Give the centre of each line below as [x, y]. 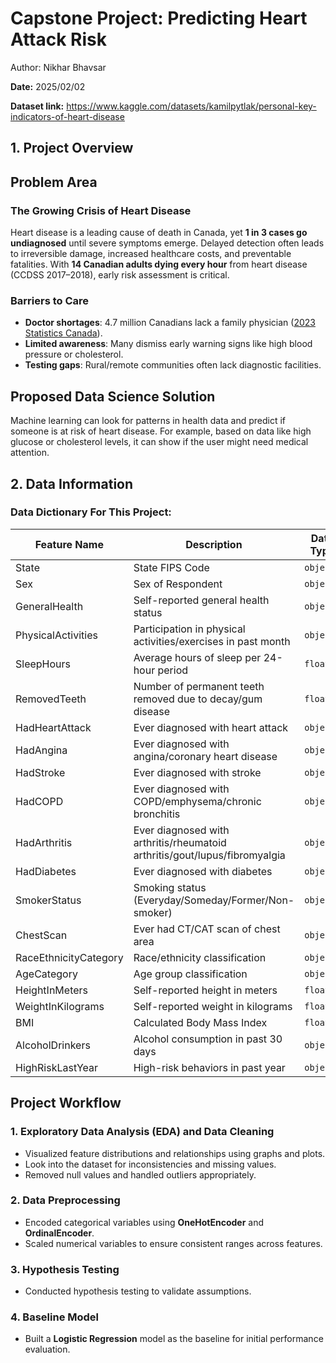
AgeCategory [46, 974]
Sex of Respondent [178, 584]
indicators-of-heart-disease [67, 116]
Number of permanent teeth [199, 686]
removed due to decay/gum [198, 699]
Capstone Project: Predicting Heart [159, 18]
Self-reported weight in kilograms [213, 1006]
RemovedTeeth [51, 699]
